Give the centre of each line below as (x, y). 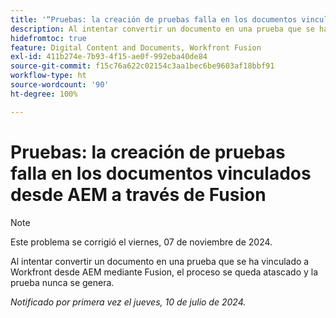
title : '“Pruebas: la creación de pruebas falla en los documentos (154, 19)
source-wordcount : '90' (60, 85)
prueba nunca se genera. (62, 282)
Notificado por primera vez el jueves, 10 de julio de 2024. (128, 302)
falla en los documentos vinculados (161, 173)
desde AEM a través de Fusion (138, 194)
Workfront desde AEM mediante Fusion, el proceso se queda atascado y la (164, 272)
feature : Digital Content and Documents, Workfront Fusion (136, 47)
